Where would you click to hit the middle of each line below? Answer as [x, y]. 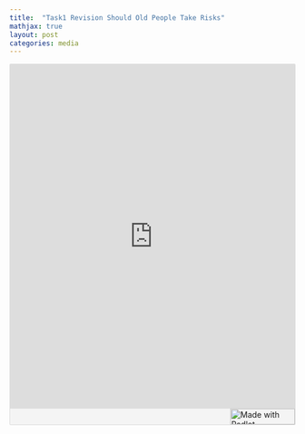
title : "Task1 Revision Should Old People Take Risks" [117, 18]
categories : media [44, 43]
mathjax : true [36, 26]
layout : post [34, 34]
